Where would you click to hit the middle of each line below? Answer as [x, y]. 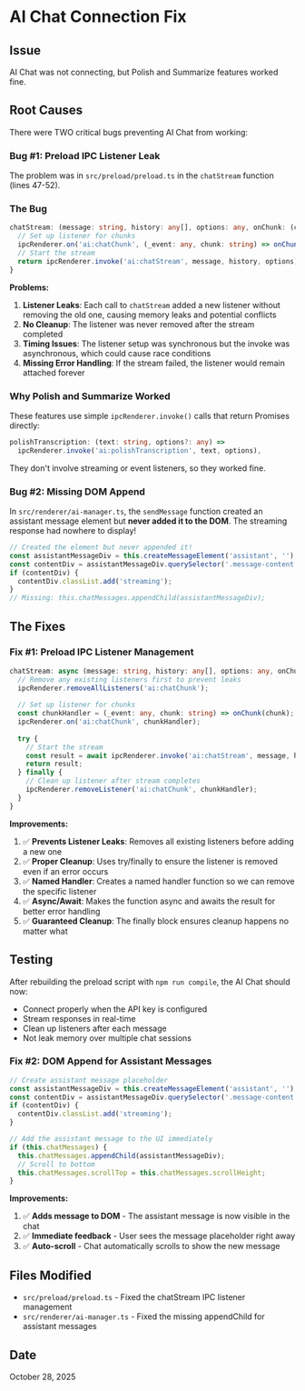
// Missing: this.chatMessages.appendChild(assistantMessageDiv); [138, 598]
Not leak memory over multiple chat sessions [107, 1037]
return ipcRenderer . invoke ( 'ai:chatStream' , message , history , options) [158, 261]
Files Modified [51, 1275]
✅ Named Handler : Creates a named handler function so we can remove [158, 881]
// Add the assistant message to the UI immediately [111, 1139]
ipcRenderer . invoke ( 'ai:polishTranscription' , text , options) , [139, 450]
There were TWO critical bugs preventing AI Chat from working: [128, 132]
